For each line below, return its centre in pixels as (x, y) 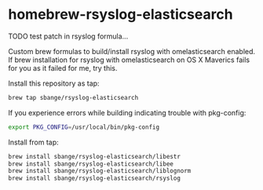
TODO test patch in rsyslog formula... (68, 36)
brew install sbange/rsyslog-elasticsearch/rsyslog (94, 178)
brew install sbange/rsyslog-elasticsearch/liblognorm (100, 171)
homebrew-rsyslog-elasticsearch (121, 15)
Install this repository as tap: (54, 83)
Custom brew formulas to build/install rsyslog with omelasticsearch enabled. (132, 51)
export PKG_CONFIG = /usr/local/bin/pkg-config (84, 127)
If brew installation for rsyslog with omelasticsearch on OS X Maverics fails (129, 60)
